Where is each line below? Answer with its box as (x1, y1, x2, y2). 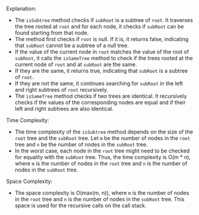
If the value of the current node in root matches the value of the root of (14, 48, 189, 55)
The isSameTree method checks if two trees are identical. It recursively (14, 92, 187, 99)
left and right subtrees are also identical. (14, 105, 114, 112)
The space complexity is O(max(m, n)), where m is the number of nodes (14, 189, 189, 196)
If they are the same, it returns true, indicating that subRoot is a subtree (14, 67, 188, 74)
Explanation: (6, 5, 37, 12)
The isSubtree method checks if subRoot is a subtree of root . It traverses (14, 17, 193, 23)
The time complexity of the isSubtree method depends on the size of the (14, 128, 193, 135)
